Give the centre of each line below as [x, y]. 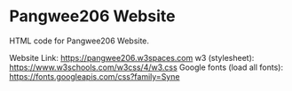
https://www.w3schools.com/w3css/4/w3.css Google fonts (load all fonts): [146, 67]
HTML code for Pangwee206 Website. [79, 41]
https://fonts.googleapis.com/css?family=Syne [95, 76]
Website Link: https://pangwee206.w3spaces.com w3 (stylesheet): [132, 57]
